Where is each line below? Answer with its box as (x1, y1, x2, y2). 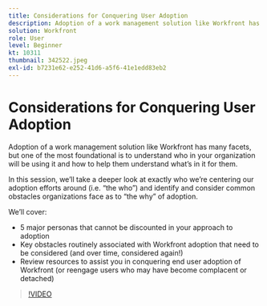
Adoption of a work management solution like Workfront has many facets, (8, 142, 252, 151)
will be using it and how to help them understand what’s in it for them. (8, 159, 238, 168)
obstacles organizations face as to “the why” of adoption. (8, 191, 198, 201)
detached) (19, 273, 55, 283)
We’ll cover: (8, 207, 47, 216)
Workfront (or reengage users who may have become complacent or (19, 265, 247, 275)
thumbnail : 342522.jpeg (8, 57, 88, 65)
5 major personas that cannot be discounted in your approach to (19, 222, 233, 232)
